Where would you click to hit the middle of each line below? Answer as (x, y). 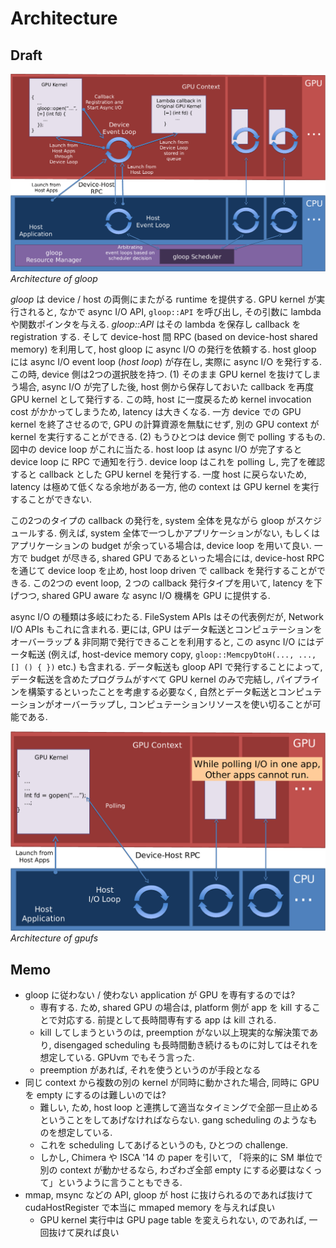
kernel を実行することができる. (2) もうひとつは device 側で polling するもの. (168, 437)
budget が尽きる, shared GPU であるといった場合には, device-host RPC (177, 558)
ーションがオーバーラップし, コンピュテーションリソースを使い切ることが (161, 704)
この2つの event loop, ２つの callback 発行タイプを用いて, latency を (173, 583)
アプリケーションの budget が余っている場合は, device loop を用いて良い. (161, 546)
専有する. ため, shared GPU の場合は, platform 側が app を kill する (176, 1008)
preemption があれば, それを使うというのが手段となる (150, 1070)
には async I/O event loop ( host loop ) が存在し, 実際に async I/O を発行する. (166, 362)
